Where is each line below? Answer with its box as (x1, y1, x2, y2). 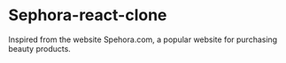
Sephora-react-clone (8, 5, 167, 25)
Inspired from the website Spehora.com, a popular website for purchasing (8, 34, 278, 45)
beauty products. (8, 43, 72, 53)
